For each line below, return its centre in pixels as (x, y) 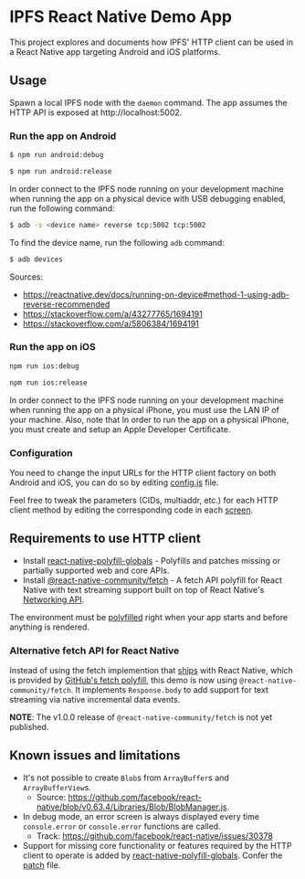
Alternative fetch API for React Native (95, 651)
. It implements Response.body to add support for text (170, 690)
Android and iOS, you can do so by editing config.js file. (114, 482)
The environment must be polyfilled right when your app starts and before (149, 617)
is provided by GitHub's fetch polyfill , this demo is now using (123, 680)
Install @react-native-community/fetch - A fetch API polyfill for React (152, 580)
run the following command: (63, 208)
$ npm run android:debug (57, 155)
